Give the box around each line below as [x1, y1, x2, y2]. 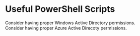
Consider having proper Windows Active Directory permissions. [5, 20, 136, 26]
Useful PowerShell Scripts [5, 3, 115, 15]
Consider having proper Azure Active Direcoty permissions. [5, 25, 127, 31]
